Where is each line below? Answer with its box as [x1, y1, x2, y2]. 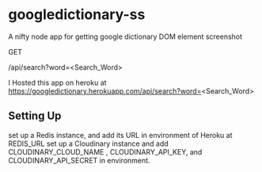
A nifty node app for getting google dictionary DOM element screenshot [8, 32, 243, 41]
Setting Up [8, 109, 62, 123]
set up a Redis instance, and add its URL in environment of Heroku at [8, 130, 233, 140]
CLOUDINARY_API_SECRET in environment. [8, 155, 150, 165]
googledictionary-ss [8, 6, 146, 24]
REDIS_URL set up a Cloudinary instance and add [8, 139, 169, 148]
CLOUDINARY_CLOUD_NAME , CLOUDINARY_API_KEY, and [8, 147, 203, 156]
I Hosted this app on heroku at [8, 78, 107, 87]
